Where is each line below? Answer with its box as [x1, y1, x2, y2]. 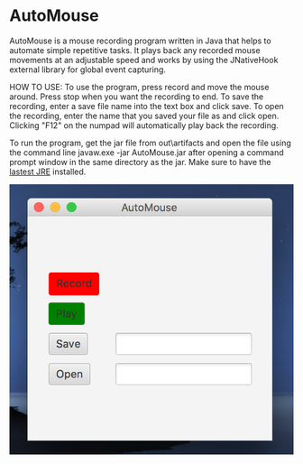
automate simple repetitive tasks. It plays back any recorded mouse [9, 44, 261, 55]
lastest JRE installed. [9, 166, 87, 177]
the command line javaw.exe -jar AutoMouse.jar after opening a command [9, 146, 284, 158]
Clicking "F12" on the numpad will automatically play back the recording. [9, 119, 280, 131]
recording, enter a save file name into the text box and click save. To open [9, 100, 284, 111]
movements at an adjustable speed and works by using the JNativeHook [9, 54, 279, 65]
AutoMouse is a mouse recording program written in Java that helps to [9, 35, 272, 46]
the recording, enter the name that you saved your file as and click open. [9, 110, 280, 121]
